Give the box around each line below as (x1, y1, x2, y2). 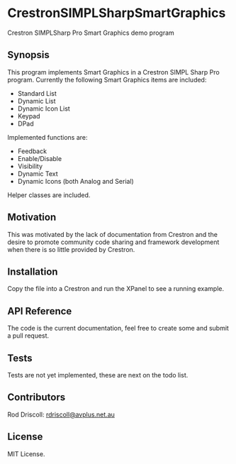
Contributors (7, 392, 66, 404)
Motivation (7, 211, 57, 223)
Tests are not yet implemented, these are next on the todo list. (7, 371, 189, 379)
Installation (7, 265, 58, 277)
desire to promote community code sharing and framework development (7, 238, 220, 246)
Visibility (17, 162, 43, 170)
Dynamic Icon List (17, 104, 71, 113)
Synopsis (7, 49, 50, 61)
